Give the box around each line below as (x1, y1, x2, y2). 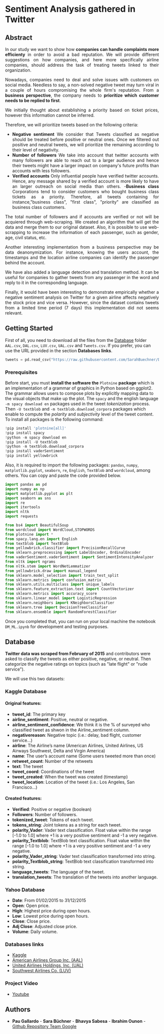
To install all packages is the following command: (5, 416, 104, 422)
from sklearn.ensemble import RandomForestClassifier (5, 609, 117, 614)
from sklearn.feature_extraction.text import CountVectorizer (5, 587, 134, 592)
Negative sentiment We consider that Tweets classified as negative (12, 131, 159, 137)
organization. (5, 67, 32, 73)
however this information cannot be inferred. (5, 112, 95, 118)
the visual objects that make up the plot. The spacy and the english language (5, 395, 159, 401)
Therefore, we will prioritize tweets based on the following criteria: (5, 122, 139, 128)
